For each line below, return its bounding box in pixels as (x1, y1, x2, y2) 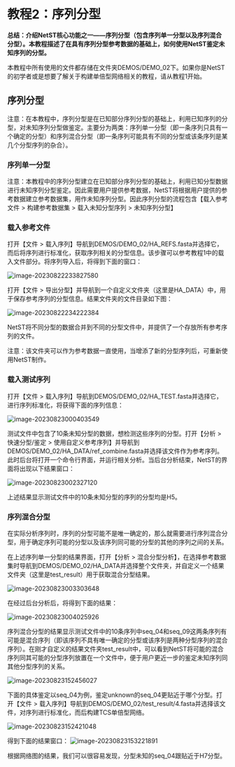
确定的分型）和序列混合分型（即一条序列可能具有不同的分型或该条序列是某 (13, 132, 228, 140)
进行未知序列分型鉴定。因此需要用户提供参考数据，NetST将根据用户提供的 (7, 186, 222, 195)
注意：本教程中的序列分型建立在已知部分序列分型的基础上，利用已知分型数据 (7, 177, 228, 186)
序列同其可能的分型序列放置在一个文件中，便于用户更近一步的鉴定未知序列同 (7, 653, 228, 662)
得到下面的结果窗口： (7, 736, 69, 745)
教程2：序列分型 (7, 6, 101, 22)
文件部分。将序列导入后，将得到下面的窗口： (13, 257, 142, 266)
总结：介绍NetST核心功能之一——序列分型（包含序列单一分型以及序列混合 (7, 31, 222, 39)
